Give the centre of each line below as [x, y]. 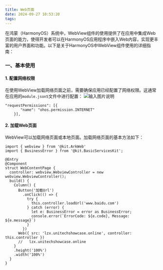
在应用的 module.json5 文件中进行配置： [44, 96]
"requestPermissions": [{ [31, 105]
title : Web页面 [20, 10]
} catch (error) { [45, 207]
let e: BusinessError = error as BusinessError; [81, 212]
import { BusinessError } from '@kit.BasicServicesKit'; [64, 151]
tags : [10, 19]
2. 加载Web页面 [21, 125]
